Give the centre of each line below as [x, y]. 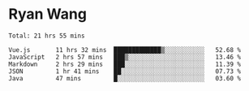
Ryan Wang [48, 14]
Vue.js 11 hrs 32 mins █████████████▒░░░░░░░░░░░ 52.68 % [125, 50]
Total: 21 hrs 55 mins [47, 36]
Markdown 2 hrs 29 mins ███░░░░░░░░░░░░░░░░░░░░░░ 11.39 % [125, 64]
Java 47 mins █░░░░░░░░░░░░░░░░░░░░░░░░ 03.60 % [125, 78]
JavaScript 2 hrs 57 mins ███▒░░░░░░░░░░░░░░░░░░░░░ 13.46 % [125, 57]
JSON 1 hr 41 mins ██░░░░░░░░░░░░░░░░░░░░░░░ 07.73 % [125, 71]
